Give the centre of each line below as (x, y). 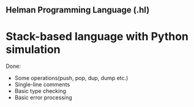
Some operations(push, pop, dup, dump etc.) (71, 78)
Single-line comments (42, 84)
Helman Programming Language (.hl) (78, 10)
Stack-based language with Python (97, 36)
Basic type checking (40, 91)
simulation (33, 49)
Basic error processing (43, 98)
